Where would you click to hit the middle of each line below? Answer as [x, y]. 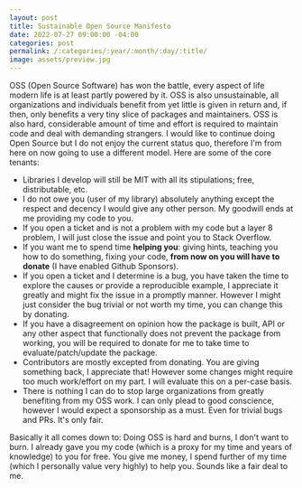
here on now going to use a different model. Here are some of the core [141, 153]
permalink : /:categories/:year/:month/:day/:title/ [108, 52]
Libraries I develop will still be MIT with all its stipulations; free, [138, 180]
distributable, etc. [55, 189]
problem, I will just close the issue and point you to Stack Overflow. [147, 237]
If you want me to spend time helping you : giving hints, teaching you [150, 247]
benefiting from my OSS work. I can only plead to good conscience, [148, 400]
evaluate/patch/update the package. [90, 352]
